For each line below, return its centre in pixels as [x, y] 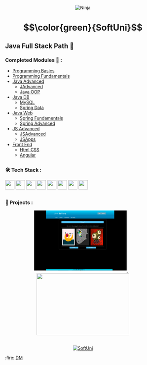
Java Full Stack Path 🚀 [40, 46]
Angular [28, 155]
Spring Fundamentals [41, 118]
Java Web [22, 113]
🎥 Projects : [19, 203]
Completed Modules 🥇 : [34, 60]
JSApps [28, 139]
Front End [22, 144]
